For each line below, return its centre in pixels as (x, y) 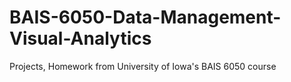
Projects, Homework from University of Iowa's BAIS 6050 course (143, 66)
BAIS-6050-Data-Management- (145, 17)
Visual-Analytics (80, 38)
